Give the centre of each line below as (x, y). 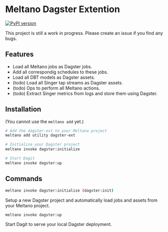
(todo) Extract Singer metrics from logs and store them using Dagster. (85, 93)
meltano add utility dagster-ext (40, 135)
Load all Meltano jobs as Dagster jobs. (52, 66)
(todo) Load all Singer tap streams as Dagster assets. (68, 82)
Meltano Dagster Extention (63, 9)
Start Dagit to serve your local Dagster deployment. (59, 224)
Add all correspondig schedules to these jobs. (60, 72)
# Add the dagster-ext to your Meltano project (56, 131)
